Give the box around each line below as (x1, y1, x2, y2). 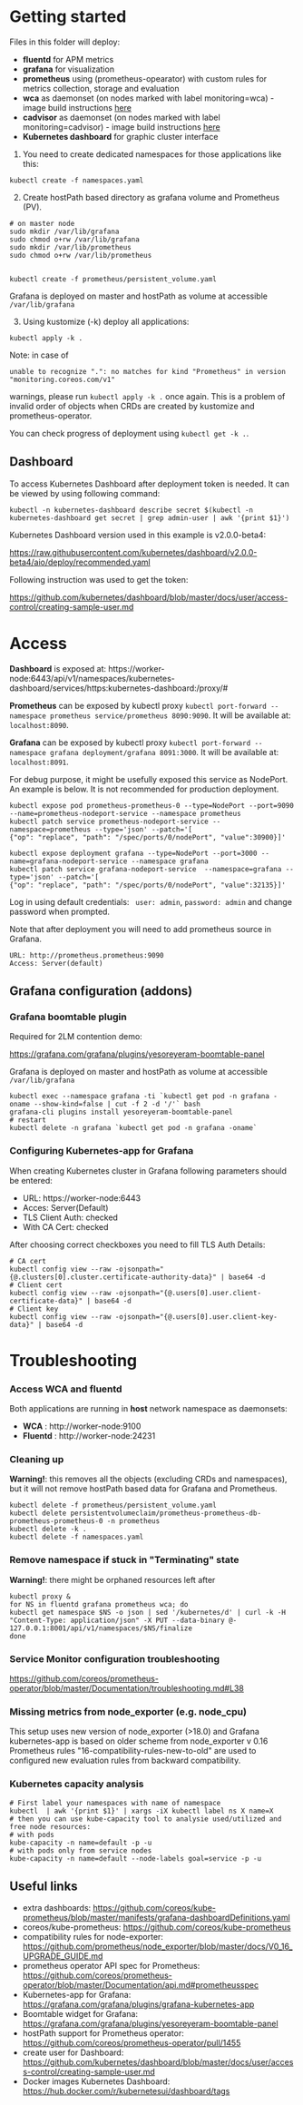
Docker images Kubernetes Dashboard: (22, 2076, 171, 2087)
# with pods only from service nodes (9, 1845, 152, 1855)
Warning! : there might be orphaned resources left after (9, 1574, 216, 1585)
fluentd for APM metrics (22, 54, 114, 64)
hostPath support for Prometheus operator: (22, 2028, 184, 2039)
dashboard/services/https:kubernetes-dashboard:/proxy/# (9, 683, 229, 693)
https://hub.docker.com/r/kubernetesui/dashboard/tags (22, 2086, 230, 2097)
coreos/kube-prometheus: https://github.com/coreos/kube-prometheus (22, 1922, 292, 1933)
